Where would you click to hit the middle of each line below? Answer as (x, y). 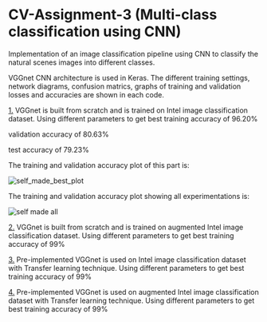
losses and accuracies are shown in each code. (86, 94)
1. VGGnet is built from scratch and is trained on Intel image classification (128, 110)
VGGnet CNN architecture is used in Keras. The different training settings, (129, 78)
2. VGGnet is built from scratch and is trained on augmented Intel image (126, 227)
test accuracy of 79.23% (49, 149)
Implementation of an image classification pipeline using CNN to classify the (133, 54)
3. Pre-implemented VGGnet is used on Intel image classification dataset (127, 259)
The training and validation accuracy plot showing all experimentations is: (129, 196)
